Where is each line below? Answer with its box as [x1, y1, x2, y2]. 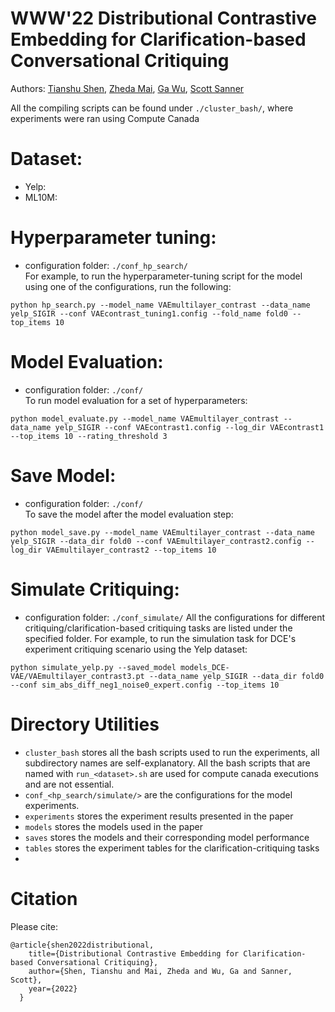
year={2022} [28, 983, 78, 994]
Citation [10, 887, 78, 910]
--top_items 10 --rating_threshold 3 [10, 431, 168, 441]
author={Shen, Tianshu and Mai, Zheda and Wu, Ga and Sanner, [28, 966, 293, 976]
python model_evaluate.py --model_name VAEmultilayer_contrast [10, 413, 280, 424]
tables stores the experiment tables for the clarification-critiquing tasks [24, 842, 320, 854]
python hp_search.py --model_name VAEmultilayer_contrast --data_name [10, 300, 311, 310]
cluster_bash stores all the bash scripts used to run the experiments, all [24, 746, 320, 758]
